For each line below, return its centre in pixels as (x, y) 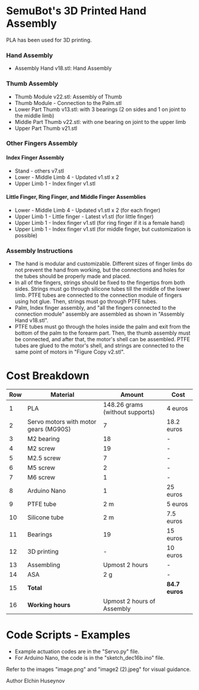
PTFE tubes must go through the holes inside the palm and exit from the (102, 327)
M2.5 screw (44, 458)
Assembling (44, 565)
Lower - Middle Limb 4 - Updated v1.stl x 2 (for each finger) (88, 210)
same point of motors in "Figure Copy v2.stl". (70, 352)
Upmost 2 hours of (129, 602)
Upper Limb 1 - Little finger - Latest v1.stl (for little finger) (84, 216)
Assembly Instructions (39, 250)
